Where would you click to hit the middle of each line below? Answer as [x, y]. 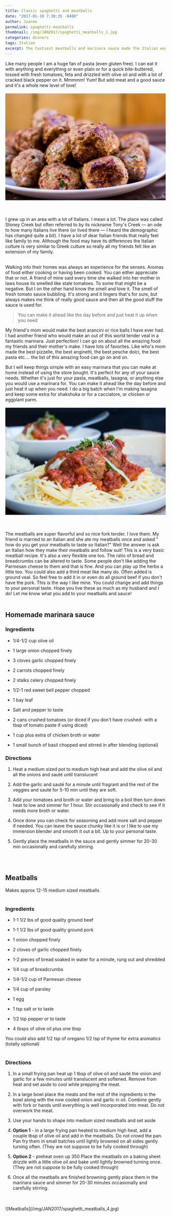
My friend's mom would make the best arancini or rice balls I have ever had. [85, 330]
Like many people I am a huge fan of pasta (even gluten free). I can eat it [81, 63]
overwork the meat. [33, 1111]
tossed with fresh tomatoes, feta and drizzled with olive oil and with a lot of [84, 74]
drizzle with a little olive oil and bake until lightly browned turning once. [87, 1162]
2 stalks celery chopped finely [44, 680]
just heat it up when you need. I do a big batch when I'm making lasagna [81, 389]
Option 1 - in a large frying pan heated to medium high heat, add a [82, 1130]
